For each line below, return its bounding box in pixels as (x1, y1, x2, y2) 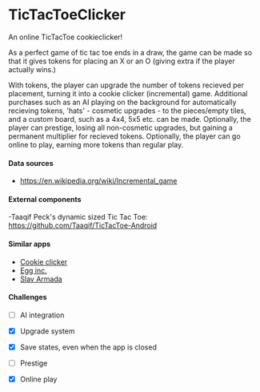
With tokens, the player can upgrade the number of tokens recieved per (8, 80, 244, 90)
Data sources (8, 158, 54, 168)
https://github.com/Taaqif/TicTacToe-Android (8, 220, 158, 230)
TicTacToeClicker (8, 6, 126, 24)
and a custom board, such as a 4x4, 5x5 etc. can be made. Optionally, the (8, 114, 252, 123)
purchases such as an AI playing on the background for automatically (8, 97, 237, 107)
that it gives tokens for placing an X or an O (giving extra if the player (8, 56, 235, 66)
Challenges (8, 293, 47, 302)
